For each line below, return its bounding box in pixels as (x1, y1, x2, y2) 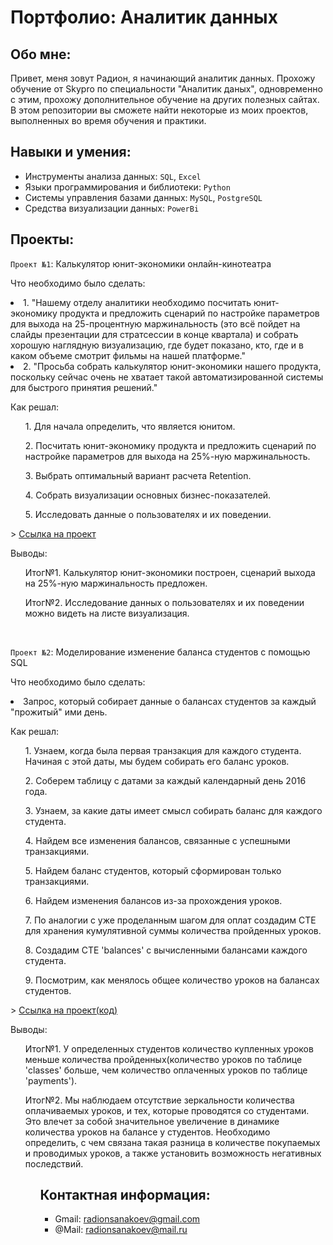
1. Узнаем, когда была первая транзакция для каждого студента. (24, 744, 302, 756)
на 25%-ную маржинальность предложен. (24, 577, 208, 589)
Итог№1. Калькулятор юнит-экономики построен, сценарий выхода (24, 566, 316, 578)
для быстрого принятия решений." (10, 381, 158, 393)
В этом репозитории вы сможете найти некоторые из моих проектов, (10, 104, 309, 116)
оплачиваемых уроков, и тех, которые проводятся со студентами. (24, 1104, 310, 1116)
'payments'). (24, 1074, 78, 1086)
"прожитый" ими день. (10, 706, 108, 718)
